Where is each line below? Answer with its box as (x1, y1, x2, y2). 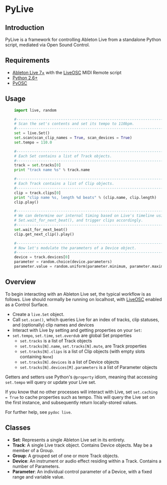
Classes (5, 424, 31, 432)
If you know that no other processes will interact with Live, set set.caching (5, 389, 158, 395)
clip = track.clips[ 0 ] (14, 190, 61, 195)
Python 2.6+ (12, 75, 38, 81)
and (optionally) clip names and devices (12, 322, 94, 327)
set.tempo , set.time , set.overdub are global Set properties (12, 332, 132, 338)
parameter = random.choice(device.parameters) (14, 259, 112, 265)
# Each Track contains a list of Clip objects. (14, 181, 114, 186)
